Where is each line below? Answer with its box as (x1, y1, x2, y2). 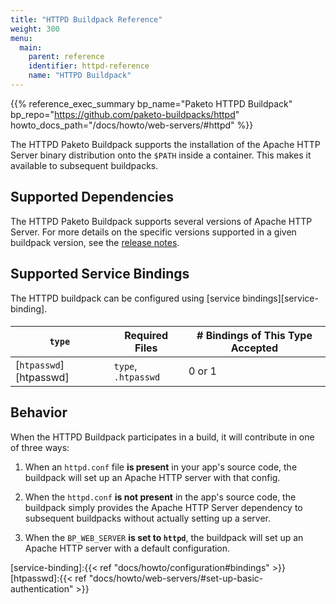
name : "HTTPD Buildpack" (28, 71, 132, 81)
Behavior (10, 404, 68, 421)
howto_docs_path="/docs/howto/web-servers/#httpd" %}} (10, 119, 254, 131)
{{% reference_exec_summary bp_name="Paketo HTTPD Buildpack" (10, 97, 293, 110)
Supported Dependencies (10, 189, 174, 206)
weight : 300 (10, 24, 60, 34)
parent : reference (28, 52, 105, 62)
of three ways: (10, 441, 70, 453)
